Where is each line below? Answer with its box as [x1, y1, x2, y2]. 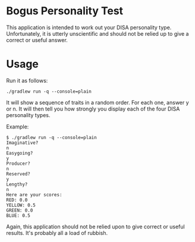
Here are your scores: [6, 191, 62, 197]
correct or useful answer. [6, 36, 68, 43]
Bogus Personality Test [6, 4, 124, 18]
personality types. [6, 111, 51, 118]
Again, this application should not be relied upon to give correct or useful [6, 223, 185, 230]
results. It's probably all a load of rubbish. [6, 229, 108, 236]
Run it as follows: [6, 77, 48, 84]
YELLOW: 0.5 [6, 202, 36, 208]
